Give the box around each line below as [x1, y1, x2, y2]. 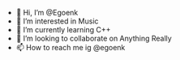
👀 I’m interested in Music [15, 16, 99, 26]
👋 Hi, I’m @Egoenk [15, 8, 79, 17]
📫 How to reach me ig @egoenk [15, 43, 126, 52]
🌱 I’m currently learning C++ [15, 25, 111, 34]
